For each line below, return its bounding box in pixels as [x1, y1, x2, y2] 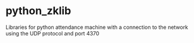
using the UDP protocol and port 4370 [5, 29, 100, 37]
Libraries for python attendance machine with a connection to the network [5, 24, 189, 31]
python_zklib [5, 4, 72, 18]
